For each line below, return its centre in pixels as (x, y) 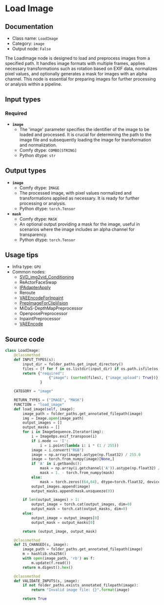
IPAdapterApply (35, 288)
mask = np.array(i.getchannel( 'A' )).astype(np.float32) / (100, 468)
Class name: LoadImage (35, 38)
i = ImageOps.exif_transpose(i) (64, 436)
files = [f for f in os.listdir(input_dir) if (71, 369)
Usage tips (22, 255)
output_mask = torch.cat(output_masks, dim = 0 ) (79, 509)
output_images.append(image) (61, 486)
